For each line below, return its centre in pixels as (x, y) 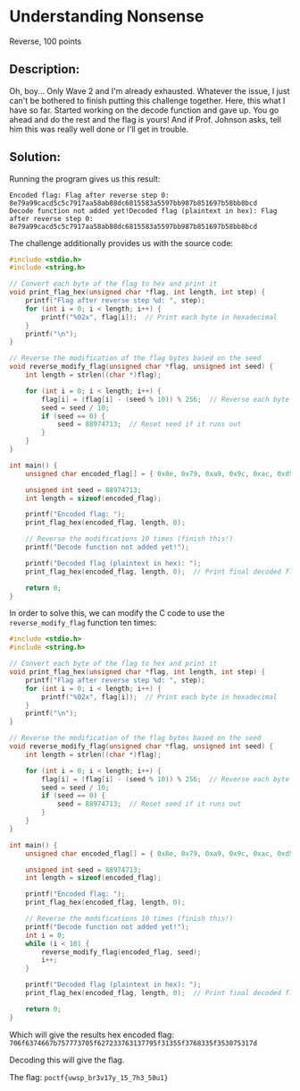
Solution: (35, 157)
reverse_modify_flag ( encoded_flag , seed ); (121, 952)
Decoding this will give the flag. (67, 1060)
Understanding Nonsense (107, 17)
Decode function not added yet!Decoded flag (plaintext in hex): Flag (143, 211)
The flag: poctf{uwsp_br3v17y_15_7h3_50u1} (89, 1077)
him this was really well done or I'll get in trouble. (99, 129)
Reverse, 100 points (46, 41)
